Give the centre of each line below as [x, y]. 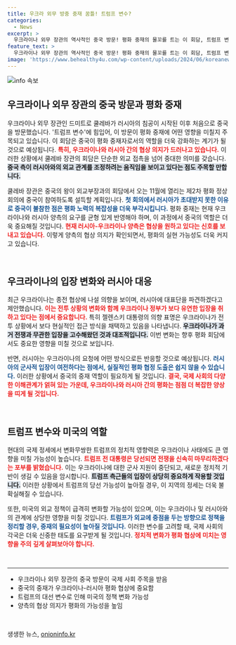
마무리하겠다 [211, 459]
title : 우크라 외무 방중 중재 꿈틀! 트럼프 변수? [70, 14]
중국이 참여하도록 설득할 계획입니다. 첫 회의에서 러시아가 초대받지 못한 [121, 199]
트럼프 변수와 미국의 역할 [57, 432]
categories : [25, 20]
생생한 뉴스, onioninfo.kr [41, 634]
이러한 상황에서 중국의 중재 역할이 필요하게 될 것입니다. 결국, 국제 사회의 [114, 376]
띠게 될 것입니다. [37, 394]
